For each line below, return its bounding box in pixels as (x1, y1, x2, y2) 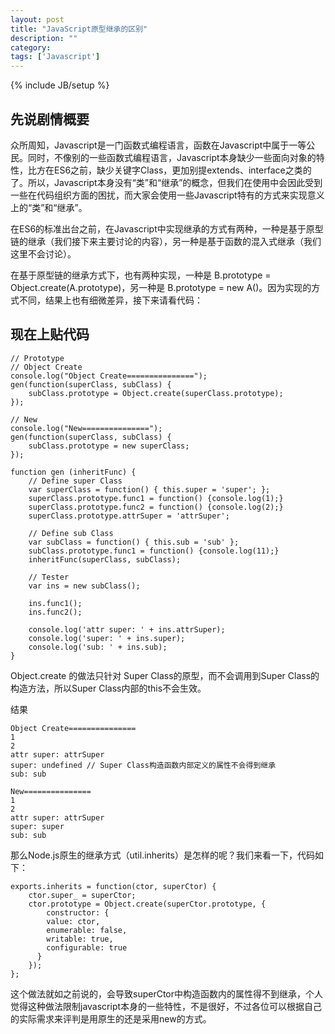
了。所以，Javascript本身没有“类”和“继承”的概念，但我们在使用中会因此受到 (10, 176, 323, 188)
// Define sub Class (28, 528, 114, 538)
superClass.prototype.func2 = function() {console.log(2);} (28, 502, 284, 512)
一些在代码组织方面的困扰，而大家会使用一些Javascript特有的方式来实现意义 (10, 189, 325, 201)
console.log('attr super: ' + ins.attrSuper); (28, 624, 226, 635)
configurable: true (46, 942, 128, 953)
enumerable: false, (46, 925, 128, 935)
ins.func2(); (28, 607, 83, 617)
